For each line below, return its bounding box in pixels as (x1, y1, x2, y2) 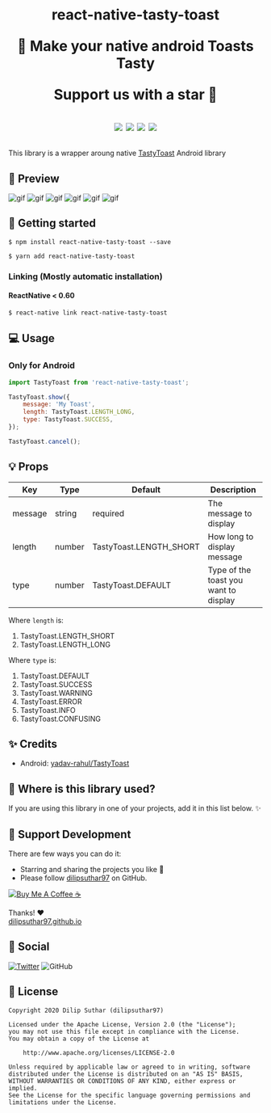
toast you (207, 574, 244, 585)
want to (207, 584, 236, 596)
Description (210, 483, 256, 495)
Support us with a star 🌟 (53, 86, 218, 104)
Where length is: (8, 615, 65, 625)
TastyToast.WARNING (19, 688, 93, 698)
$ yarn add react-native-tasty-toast (8, 252, 135, 260)
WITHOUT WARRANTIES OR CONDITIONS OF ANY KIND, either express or (8, 1077, 236, 1085)
